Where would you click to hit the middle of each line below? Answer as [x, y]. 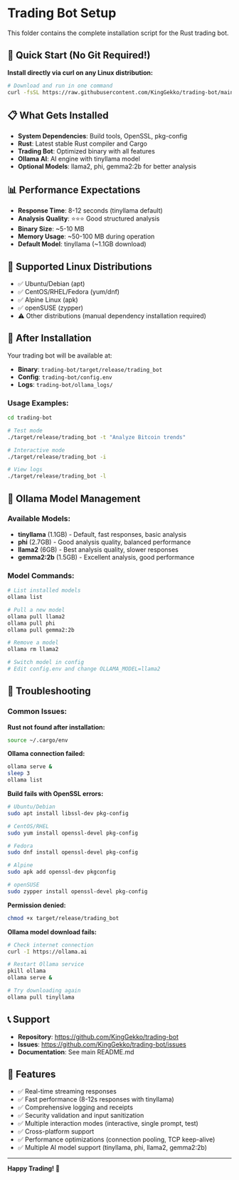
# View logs [25, 470]
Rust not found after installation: [56, 727]
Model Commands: [41, 575]
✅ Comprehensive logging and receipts [75, 1107]
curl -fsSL [23, 92]
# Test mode [25, 430]
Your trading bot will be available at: [60, 355]
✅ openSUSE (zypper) [51, 308]
